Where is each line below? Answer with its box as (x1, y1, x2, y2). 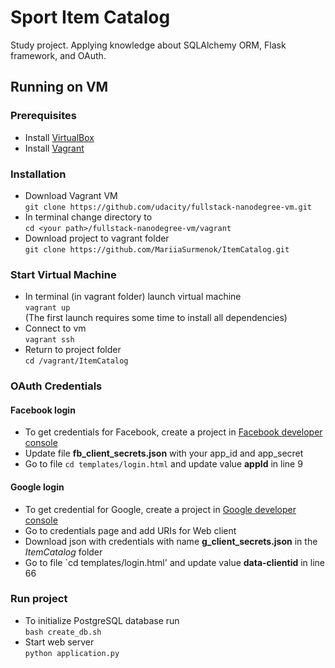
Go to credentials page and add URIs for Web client (24, 524, 237, 536)
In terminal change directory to (24, 211, 153, 223)
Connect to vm (24, 322, 87, 335)
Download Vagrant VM (24, 189, 118, 201)
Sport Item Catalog (10, 6, 171, 29)
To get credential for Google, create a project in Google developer (24, 503, 297, 515)
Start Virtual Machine (10, 267, 117, 281)
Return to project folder (24, 344, 122, 356)
